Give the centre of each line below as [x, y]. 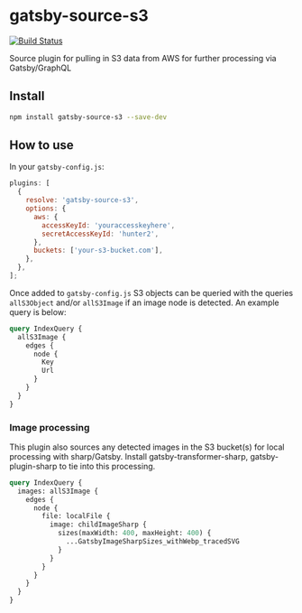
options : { [46, 209]
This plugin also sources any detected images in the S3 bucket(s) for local [147, 447]
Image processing [50, 427]
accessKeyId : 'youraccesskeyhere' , [109, 225]
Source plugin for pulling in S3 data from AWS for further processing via [143, 58]
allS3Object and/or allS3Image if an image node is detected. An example [144, 302]
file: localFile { [76, 516]
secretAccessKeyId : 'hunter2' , [101, 234]
